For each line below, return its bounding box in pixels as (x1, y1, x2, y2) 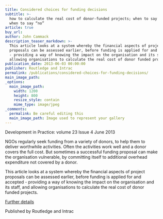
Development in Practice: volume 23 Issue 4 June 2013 (5, 129, 115, 135)
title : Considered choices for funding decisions (5, 7, 108, 12)
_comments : (5, 107, 27, 112)
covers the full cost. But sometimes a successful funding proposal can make (5, 149, 158, 155)
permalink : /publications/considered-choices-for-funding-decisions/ (5, 71, 149, 75)
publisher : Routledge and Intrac (5, 66, 73, 71)
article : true (5, 25, 34, 30)
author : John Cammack (5, 35, 49, 39)
